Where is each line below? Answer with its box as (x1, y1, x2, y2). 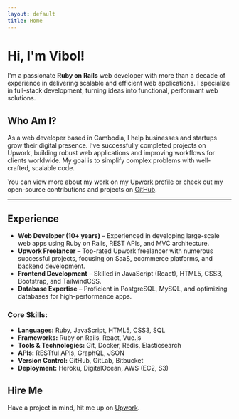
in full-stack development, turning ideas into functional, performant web (7, 86, 218, 95)
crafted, (7, 164, 31, 172)
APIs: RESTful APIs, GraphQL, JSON (17, 348, 124, 357)
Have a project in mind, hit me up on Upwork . (7, 403, 140, 412)
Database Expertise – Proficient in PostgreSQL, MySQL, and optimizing (17, 284, 228, 293)
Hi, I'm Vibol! (7, 48, 85, 64)
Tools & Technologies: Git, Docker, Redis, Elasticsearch (17, 341, 181, 350)
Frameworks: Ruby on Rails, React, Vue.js (17, 333, 142, 342)
